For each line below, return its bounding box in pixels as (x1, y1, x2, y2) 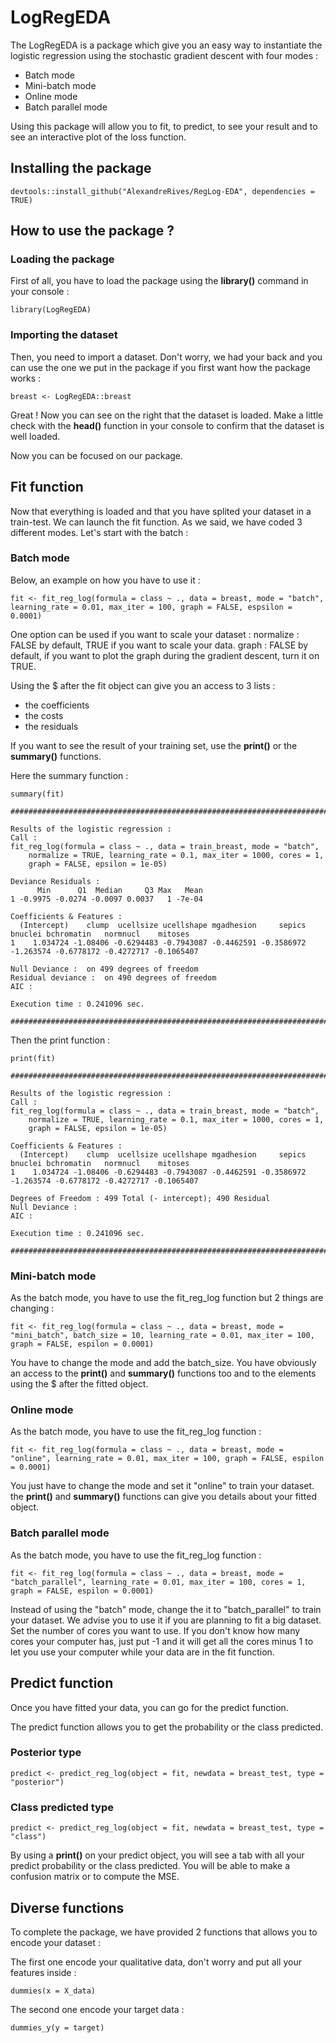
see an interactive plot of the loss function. (10, 131, 187, 143)
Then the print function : (10, 1034, 111, 1046)
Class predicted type (10, 1800, 114, 1814)
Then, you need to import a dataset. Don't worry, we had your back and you (10, 351, 323, 363)
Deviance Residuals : (10, 876, 101, 886)
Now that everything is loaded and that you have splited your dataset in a (10, 505, 312, 517)
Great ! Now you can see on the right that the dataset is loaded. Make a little (10, 409, 324, 421)
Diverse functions (10, 1899, 125, 1916)
